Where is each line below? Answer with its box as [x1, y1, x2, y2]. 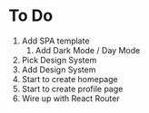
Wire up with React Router [21, 92, 120, 104]
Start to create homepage [21, 73, 119, 84]
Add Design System [21, 64, 96, 75]
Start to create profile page [21, 83, 124, 94]
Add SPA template [21, 35, 90, 46]
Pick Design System [21, 54, 97, 65]
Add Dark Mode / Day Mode [35, 44, 141, 55]
